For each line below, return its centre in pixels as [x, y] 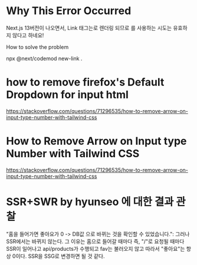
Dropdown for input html [67, 95]
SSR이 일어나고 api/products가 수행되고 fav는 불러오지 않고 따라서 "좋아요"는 [96, 249]
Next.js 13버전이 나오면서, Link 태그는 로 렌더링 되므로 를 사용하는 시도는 [89, 28]
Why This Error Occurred [69, 11]
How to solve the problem [37, 47]
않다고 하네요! [28, 35]
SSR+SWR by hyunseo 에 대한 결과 [90, 202]
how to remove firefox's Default [85, 82]
